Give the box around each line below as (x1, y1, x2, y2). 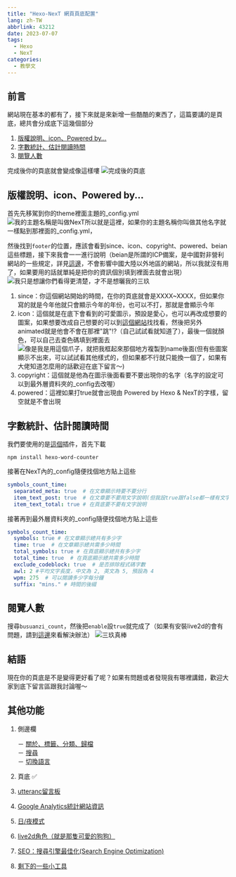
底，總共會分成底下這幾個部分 (7, 119, 93, 127)
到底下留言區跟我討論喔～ (13, 682, 88, 691)
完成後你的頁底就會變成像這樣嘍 (7, 167, 100, 175)
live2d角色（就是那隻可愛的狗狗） (17, 831, 116, 840)
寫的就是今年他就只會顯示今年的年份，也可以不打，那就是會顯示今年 (17, 300, 215, 309)
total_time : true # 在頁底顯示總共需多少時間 (13, 555, 140, 562)
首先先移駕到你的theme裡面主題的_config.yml (7, 209, 139, 218)
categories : (7, 56, 42, 63)
